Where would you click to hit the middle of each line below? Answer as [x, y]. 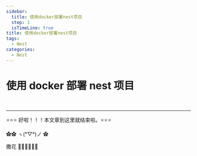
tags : [13, 39]
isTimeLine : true [33, 28]
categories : [21, 50]
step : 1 [21, 22]
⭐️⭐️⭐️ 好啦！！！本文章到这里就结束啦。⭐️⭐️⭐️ [59, 120]
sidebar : [17, 11]
